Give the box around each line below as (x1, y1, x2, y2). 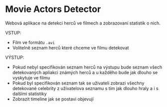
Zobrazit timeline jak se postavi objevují (12, 96, 94, 102)
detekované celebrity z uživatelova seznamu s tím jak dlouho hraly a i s (12, 85, 159, 91)
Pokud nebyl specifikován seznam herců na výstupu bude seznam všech (12, 64, 163, 70)
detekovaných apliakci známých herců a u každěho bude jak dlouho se (12, 69, 158, 75)
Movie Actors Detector (5, 3, 101, 15)
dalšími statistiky (12, 90, 47, 96)
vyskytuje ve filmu (12, 74, 50, 80)
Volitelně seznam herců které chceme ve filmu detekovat (12, 44, 129, 50)
